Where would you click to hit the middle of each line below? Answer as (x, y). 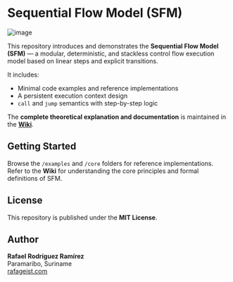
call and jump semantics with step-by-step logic (88, 103)
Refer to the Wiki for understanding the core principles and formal (103, 171)
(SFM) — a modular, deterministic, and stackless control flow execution (111, 53)
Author (23, 239)
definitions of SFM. (35, 178)
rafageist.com (27, 271)
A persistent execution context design (73, 96)
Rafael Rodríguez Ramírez (46, 256)
